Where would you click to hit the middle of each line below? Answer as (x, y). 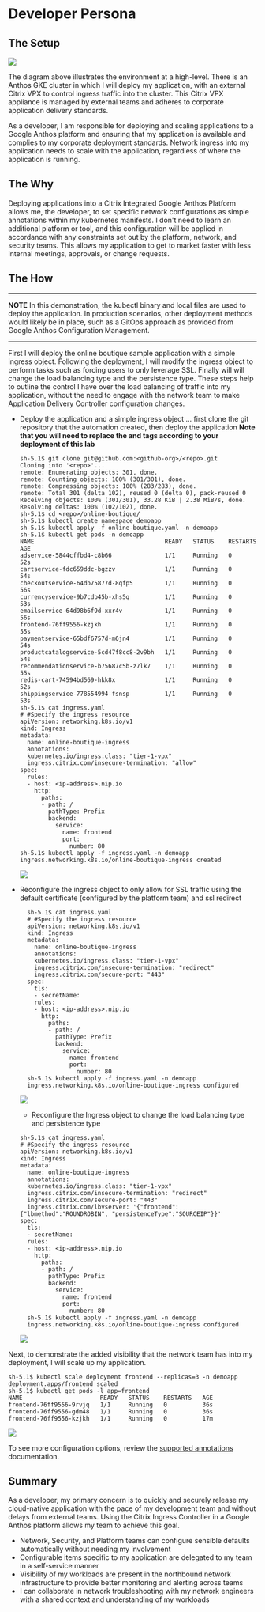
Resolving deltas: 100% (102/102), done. (88, 507)
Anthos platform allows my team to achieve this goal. (94, 1525)
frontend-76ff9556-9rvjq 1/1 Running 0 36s (111, 1405)
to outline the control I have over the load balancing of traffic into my (119, 386)
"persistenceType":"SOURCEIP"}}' (166, 1214)
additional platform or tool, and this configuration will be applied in (116, 228)
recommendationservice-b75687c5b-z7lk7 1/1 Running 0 (126, 666)
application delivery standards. (58, 110)
